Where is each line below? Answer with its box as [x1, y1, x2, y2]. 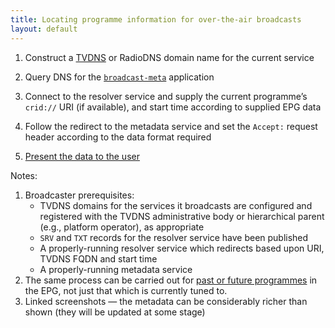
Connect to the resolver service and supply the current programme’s [24, 90, 308, 102]
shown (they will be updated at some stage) [24, 306, 206, 318]
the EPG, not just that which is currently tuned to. [24, 284, 228, 296]
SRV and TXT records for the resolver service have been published [39, 231, 309, 243]
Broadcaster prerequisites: [24, 189, 135, 201]
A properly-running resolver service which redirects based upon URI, [39, 242, 325, 254]
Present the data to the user [24, 150, 140, 162]
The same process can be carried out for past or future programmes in [24, 274, 318, 286]
